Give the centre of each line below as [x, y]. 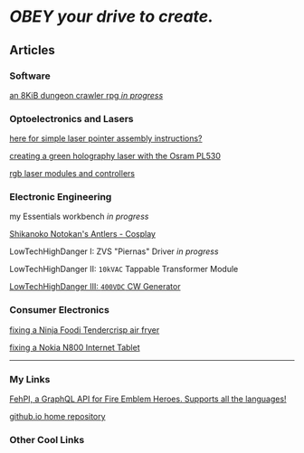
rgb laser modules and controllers [72, 174]
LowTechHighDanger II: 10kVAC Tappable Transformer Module [124, 269]
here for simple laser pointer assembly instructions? [106, 138]
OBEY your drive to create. [112, 17]
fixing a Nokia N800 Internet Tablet [75, 347]
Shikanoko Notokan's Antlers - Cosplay [83, 234]
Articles [33, 50]
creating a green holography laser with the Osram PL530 [115, 156]
